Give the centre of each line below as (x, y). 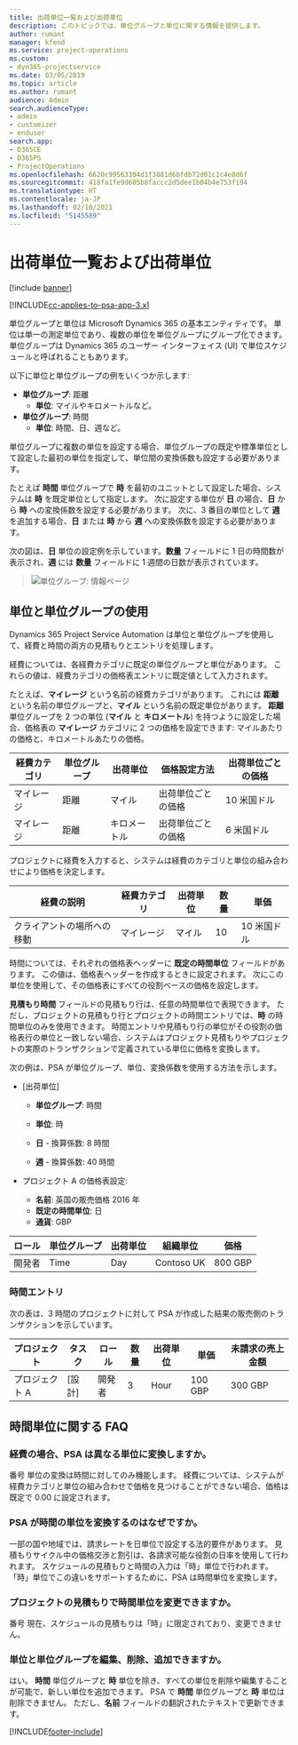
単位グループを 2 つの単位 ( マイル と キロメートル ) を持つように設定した (141, 717)
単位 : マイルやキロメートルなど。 (96, 405)
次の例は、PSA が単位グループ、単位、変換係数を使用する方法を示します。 (145, 1068)
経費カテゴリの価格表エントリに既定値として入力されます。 (164, 675)
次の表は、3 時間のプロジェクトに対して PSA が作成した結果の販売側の (139, 1313)
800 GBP (233, 1263)
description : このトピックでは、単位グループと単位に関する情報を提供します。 (137, 26)
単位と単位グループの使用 (79, 611)
